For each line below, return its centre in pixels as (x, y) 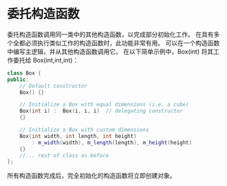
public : (18, 80)
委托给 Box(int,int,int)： (46, 60)
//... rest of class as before (64, 155)
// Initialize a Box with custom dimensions (84, 130)
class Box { (24, 73)
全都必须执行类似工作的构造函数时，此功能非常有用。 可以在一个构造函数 (116, 43)
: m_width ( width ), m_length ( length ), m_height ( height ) (112, 142)
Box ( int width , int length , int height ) (78, 136)
